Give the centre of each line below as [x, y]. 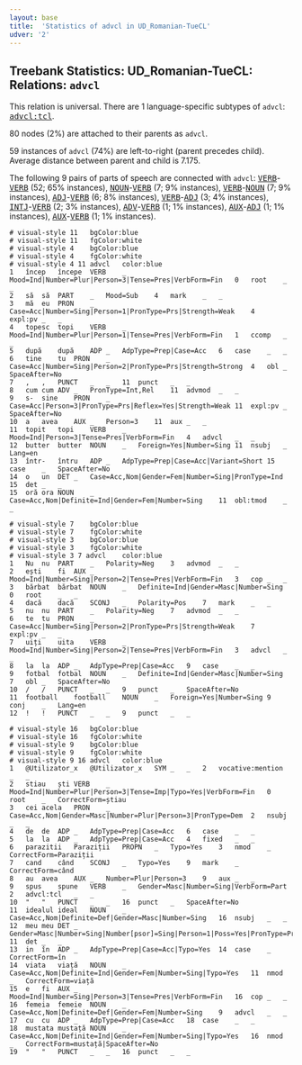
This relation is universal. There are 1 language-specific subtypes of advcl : [147, 107]
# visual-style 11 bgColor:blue [74, 233]
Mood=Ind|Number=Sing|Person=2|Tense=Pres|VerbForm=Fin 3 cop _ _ [148, 580]
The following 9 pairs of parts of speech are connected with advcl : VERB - [145, 178]
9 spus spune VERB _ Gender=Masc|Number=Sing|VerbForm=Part [148, 887]
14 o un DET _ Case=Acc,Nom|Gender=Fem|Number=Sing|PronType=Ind [146, 477]
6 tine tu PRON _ [60, 359]
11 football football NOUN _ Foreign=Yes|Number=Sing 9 [140, 698]
